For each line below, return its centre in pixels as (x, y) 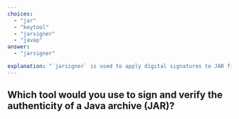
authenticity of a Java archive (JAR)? (91, 106)
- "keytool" (32, 27)
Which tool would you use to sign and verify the (115, 95)
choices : (20, 14)
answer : (19, 47)
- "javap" (28, 40)
